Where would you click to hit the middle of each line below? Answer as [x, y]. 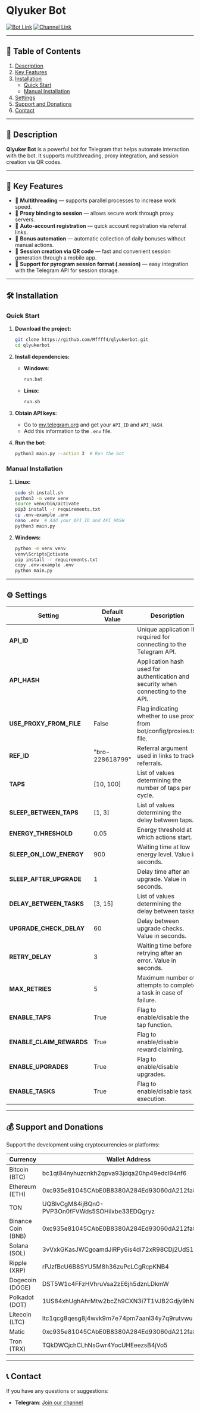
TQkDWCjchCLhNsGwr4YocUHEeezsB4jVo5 [105, 1345]
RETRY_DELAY [30, 957]
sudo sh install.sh [39, 493]
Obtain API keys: [36, 413]
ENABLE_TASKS [32, 1091]
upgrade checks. [160, 929]
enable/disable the [163, 1017]
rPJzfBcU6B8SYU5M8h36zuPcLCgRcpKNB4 [106, 1267]
